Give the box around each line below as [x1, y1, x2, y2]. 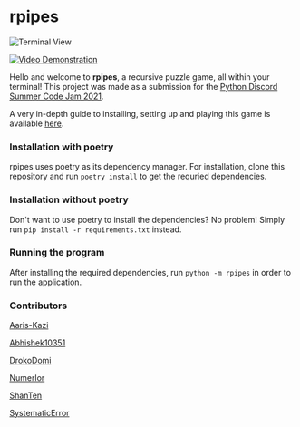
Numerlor [9, 373, 45, 383]
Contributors [9, 299, 68, 312]
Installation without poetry [9, 193, 129, 206]
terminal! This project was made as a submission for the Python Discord [9, 81, 278, 92]
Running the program [9, 247, 105, 259]
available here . [9, 118, 64, 129]
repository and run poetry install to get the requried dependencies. [9, 170, 267, 182]
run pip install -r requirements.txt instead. [9, 224, 182, 235]
